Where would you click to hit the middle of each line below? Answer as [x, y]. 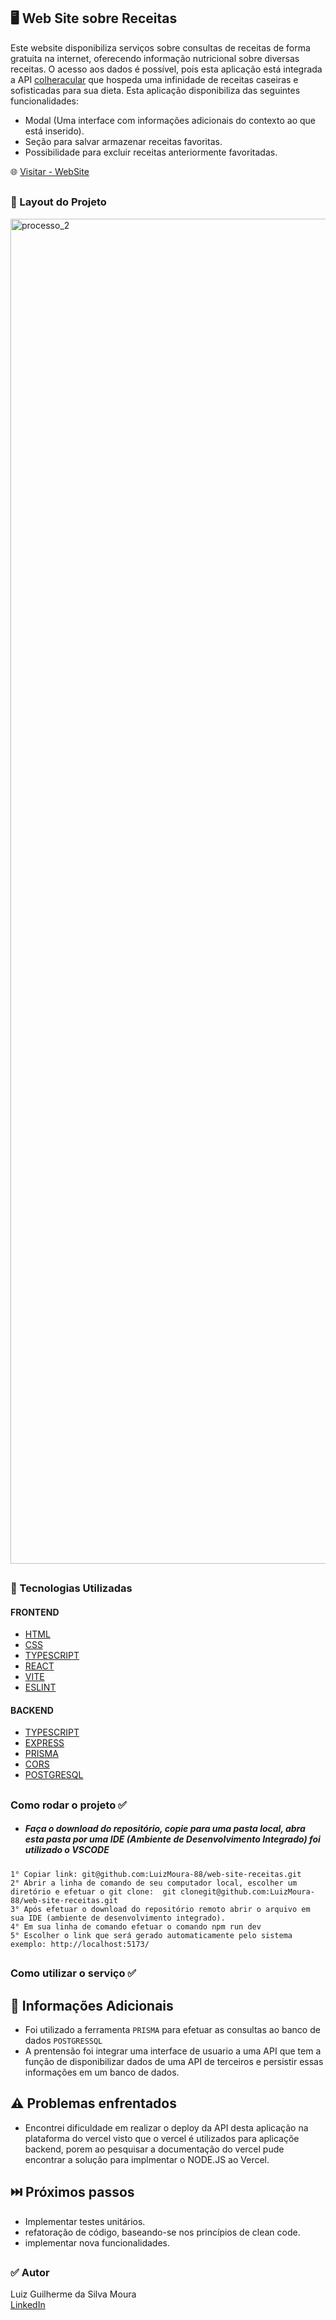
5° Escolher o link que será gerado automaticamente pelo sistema [151, 1935]
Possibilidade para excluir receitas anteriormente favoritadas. [151, 152]
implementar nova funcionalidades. [97, 2242]
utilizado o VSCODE [67, 1850]
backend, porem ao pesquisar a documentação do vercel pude [154, 2149]
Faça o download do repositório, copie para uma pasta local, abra [165, 1829]
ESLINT [40, 1687]
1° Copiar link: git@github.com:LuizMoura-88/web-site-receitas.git [156, 1874]
